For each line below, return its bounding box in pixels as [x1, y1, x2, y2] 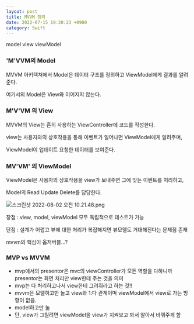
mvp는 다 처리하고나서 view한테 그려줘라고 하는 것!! [14, 282, 133, 289]
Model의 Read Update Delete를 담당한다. [6, 189, 102, 196]
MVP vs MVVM [6, 254, 50, 262]
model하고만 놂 [14, 304, 51, 311]
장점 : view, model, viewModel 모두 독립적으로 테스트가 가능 [6, 214, 144, 221]
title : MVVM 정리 [6, 14, 45, 20]
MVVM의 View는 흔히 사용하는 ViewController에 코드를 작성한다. [6, 121, 156, 128]
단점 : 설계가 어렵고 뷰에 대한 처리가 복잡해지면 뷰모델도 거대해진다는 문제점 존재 [6, 226, 188, 233]
